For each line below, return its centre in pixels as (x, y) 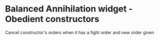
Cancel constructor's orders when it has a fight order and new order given (80, 32)
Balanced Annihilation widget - (69, 9)
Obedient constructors (52, 19)
